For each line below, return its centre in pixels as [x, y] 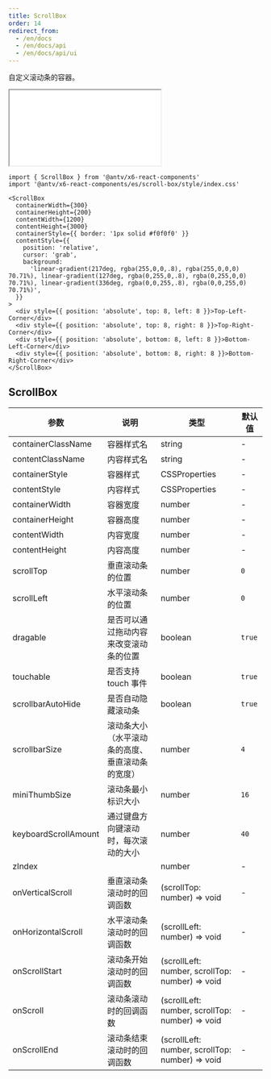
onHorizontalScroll [48, 931]
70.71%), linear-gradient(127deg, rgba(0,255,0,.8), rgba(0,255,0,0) [128, 276]
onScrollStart [37, 971]
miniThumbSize [42, 794]
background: [43, 262]
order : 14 [25, 23]
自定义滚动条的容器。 [44, 77]
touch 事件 [127, 683]
